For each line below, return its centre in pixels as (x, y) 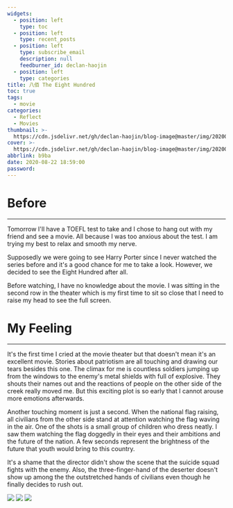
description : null (46, 59)
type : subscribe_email (52, 53)
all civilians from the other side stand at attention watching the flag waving (113, 419)
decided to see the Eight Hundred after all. (68, 272)
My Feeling (40, 328)
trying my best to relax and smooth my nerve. (72, 243)
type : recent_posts (48, 40)
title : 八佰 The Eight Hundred (51, 85)
